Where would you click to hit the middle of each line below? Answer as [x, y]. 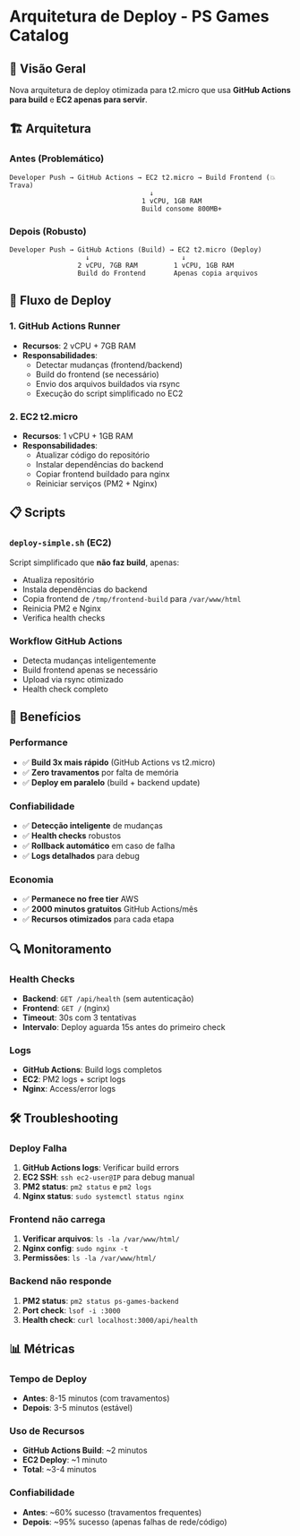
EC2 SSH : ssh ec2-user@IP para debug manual [108, 1177]
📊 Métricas [42, 1348]
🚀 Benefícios [45, 717]
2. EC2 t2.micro [44, 416]
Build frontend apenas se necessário [90, 670]
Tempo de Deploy [48, 1378]
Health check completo [65, 689]
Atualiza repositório [58, 579]
